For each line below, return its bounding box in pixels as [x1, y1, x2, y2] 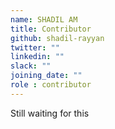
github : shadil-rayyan [10, 33, 105, 43]
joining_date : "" [10, 71, 83, 81]
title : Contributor [10, 24, 92, 34]
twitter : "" [10, 42, 60, 53]
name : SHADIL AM [10, 14, 78, 25]
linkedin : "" [10, 52, 65, 62]
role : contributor [10, 80, 92, 90]
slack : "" [10, 61, 52, 71]
